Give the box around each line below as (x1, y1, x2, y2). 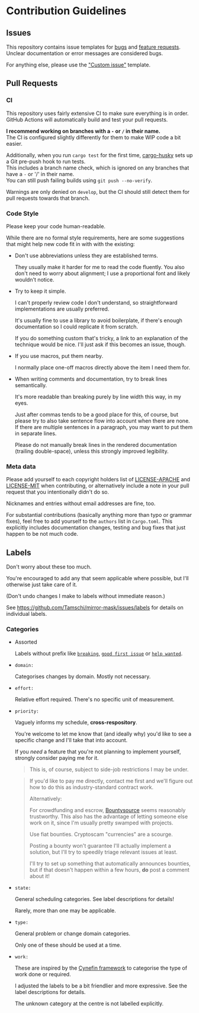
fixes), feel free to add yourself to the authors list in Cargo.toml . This (6, 517, 173, 525)
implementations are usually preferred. (14, 305, 110, 312)
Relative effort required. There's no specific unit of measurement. (14, 696, 175, 703)
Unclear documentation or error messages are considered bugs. (6, 50, 163, 57)
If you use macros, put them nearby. (14, 352, 104, 359)
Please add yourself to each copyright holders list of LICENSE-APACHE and (6, 476, 191, 483)
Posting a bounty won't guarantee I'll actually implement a (29, 842, 172, 849)
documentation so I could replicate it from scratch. (14, 323, 138, 330)
